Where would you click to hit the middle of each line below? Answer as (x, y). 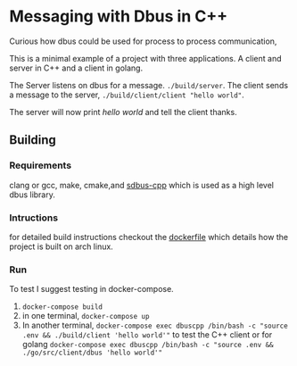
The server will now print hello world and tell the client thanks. (124, 112)
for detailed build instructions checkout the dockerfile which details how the (148, 237)
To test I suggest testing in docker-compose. (91, 289)
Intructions (34, 218)
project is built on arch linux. (61, 246)
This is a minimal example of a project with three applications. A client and (145, 58)
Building (33, 140)
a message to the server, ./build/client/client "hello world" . (127, 95)
